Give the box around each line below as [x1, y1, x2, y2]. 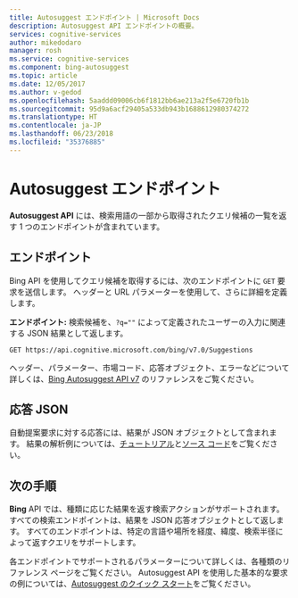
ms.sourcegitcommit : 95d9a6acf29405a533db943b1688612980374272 [9, 104, 250, 113]
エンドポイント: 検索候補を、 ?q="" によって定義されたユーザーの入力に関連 [9, 316, 286, 327]
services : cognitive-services [9, 29, 122, 38]
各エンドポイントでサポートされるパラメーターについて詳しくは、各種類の [9, 556, 283, 567]
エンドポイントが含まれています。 [39, 220, 165, 232]
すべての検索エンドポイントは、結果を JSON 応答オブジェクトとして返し [9, 515, 277, 526]
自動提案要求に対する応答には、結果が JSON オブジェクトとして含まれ [9, 428, 269, 438]
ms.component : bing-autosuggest [9, 63, 129, 72]
